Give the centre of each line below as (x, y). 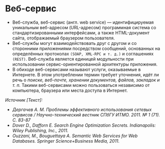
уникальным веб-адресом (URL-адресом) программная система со (84, 27)
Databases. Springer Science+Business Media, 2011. (66, 141)
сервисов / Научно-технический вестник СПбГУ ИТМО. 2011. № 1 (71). (86, 114)
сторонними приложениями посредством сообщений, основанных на (86, 48)
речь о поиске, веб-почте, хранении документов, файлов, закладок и (86, 80)
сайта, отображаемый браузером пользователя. (63, 38)
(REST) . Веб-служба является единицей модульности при (73, 59)
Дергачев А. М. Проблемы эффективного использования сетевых (82, 110)
